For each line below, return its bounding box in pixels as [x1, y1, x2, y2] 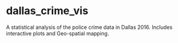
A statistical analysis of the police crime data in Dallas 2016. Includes [6, 24, 173, 31]
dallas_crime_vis [6, 4, 89, 18]
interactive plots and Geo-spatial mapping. [6, 29, 109, 37]
